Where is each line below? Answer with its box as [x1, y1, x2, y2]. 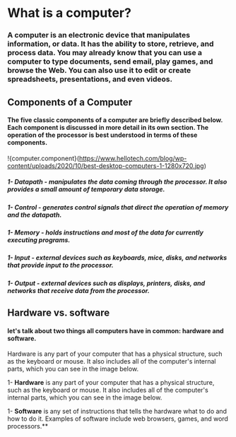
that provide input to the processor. [7, 261, 114, 270]
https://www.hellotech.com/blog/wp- [78, 154, 187, 162]
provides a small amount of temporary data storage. [7, 185, 165, 193]
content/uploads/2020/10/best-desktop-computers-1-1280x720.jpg [7, 161, 204, 170]
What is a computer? [7, 5, 132, 21]
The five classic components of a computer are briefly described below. [7, 116, 223, 124]
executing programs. [7, 236, 71, 244]
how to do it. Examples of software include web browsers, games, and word [7, 414, 228, 423]
